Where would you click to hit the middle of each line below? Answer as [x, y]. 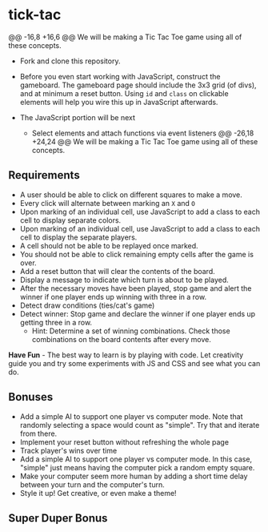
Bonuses [31, 397]
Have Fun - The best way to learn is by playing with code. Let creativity [126, 355]
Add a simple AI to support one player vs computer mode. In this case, [136, 459]
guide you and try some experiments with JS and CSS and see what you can [134, 363]
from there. [38, 433]
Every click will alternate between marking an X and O [108, 203]
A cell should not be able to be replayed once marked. [109, 245]
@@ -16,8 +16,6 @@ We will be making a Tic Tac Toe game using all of [125, 37]
